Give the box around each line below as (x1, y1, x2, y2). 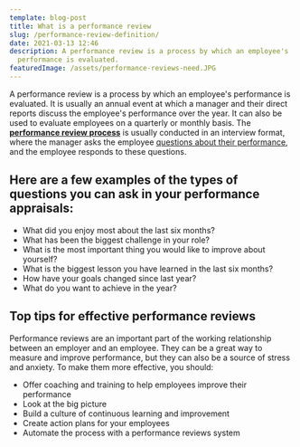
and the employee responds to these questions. (9, 146, 187, 157)
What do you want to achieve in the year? (22, 282, 178, 293)
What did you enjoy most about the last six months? (22, 224, 215, 235)
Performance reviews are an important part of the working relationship (9, 332, 272, 344)
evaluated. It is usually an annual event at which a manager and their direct (9, 98, 288, 109)
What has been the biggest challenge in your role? (22, 234, 211, 245)
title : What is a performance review (9, 22, 152, 31)
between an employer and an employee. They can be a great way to (9, 342, 263, 353)
